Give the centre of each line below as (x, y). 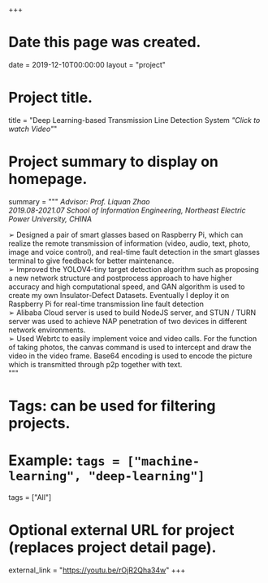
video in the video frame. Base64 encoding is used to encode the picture (131, 356)
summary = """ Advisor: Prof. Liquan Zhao (79, 201)
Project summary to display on (114, 162)
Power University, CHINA (50, 219)
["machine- (164, 461)
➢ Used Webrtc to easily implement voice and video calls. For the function (133, 338)
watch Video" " (33, 129)
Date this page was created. (105, 42)
